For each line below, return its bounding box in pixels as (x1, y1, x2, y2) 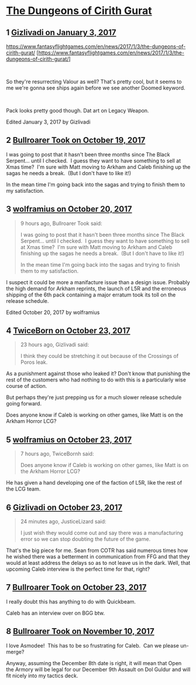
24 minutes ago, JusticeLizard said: (20, 518, 106, 525)
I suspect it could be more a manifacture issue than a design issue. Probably (6, 278, 190, 285)
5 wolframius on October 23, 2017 (6, 435, 132, 445)
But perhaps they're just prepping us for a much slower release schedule (6, 394, 182, 401)
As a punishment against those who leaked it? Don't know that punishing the (6, 370, 191, 377)
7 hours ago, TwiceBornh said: (20, 450, 94, 458)
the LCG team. (6, 485, 41, 493)
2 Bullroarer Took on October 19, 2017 (6, 135, 146, 145)
